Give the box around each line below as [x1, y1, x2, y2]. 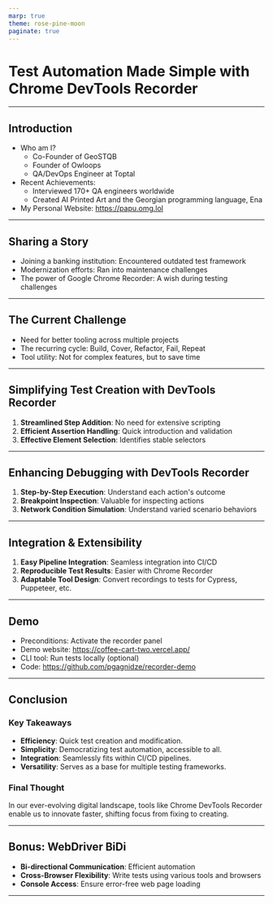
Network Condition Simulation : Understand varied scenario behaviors [19, 504, 258, 514]
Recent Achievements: [19, 178, 96, 188]
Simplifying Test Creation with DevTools [8, 383, 216, 397]
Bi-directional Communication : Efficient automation [19, 862, 196, 872]
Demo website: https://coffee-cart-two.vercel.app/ [19, 645, 191, 654]
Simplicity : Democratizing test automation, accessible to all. [19, 744, 222, 754]
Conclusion [8, 693, 68, 707]
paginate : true [8, 27, 60, 35]
